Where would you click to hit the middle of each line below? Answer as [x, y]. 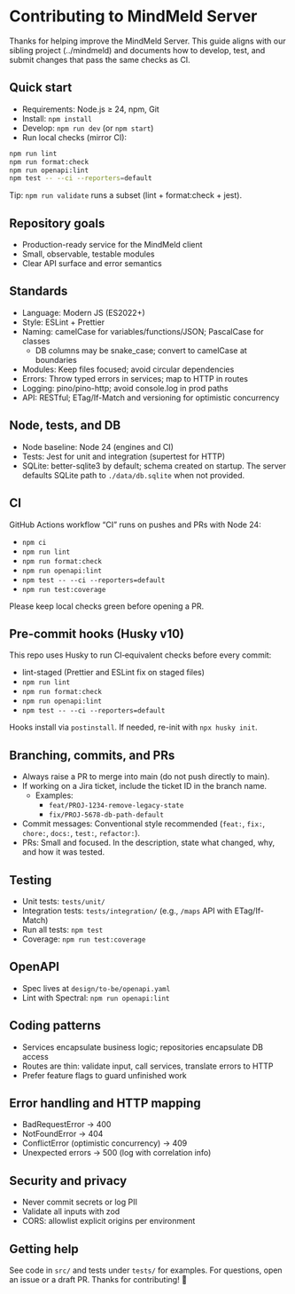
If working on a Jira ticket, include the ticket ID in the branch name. [144, 786]
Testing [31, 880]
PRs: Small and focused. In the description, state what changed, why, [148, 843]
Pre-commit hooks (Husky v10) [97, 633]
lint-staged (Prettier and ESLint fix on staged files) [113, 673]
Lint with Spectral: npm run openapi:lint [96, 998]
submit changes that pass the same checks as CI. [100, 59]
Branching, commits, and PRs [92, 755]
